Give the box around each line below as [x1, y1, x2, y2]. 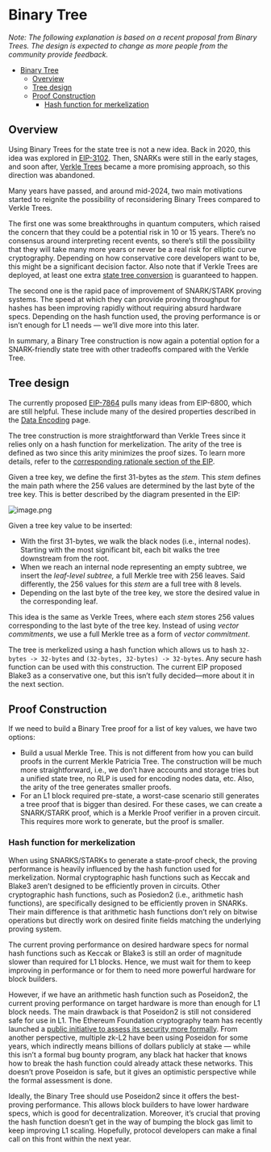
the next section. [8, 679, 65, 688]
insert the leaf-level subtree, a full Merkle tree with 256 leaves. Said [19, 570, 246, 580]
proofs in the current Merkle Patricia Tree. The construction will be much [19, 757, 262, 767]
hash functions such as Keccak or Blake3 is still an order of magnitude [8, 948, 242, 958]
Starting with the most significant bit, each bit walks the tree [19, 544, 220, 554]
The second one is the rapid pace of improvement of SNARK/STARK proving [8, 285, 262, 296]
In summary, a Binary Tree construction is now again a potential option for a [8, 335, 260, 345]
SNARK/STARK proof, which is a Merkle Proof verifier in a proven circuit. [19, 808, 261, 818]
